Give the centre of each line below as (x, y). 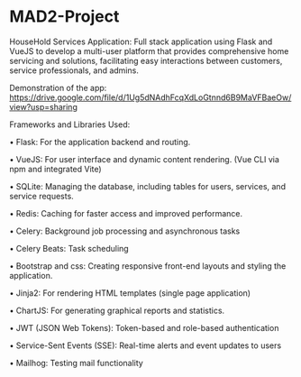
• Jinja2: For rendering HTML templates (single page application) (130, 293)
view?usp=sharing (44, 106)
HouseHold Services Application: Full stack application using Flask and (141, 41)
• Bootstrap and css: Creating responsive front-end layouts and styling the (148, 266)
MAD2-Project (64, 17)
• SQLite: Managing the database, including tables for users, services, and (148, 186)
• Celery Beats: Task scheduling (69, 248)
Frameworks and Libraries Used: (70, 124)
